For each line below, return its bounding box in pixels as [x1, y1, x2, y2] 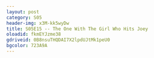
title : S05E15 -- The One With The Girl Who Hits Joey [6, 25, 149, 32]
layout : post [6, 8, 40, 15]
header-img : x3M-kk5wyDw [6, 20, 69, 26]
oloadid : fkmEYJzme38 [6, 31, 61, 37]
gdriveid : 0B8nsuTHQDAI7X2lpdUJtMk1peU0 [6, 37, 111, 43]
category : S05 [6, 14, 43, 21]
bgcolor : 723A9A [6, 43, 47, 49]
